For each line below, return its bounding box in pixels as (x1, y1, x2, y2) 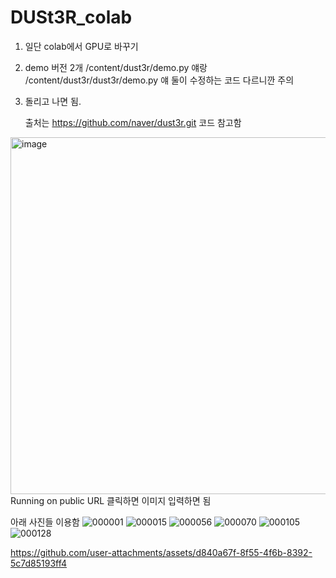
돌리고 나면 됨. (24, 95, 82, 107)
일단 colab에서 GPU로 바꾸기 (24, 40, 139, 52)
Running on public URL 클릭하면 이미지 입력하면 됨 (10, 494, 212, 506)
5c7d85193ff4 (10, 557, 68, 569)
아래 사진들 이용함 (10, 516, 80, 528)
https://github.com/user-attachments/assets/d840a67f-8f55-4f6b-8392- (10, 546, 313, 558)
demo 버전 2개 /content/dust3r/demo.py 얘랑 (24, 61, 208, 73)
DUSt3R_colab (10, 6, 133, 29)
